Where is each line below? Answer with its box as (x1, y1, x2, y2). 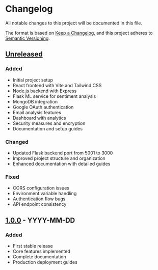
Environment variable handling (12, 191, 77, 197)
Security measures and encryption (12, 120, 86, 126)
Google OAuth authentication (12, 104, 74, 110)
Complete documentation (12, 253, 66, 260)
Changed (5, 138, 29, 145)
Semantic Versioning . (5, 35, 50, 41)
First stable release (12, 242, 53, 249)
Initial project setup (12, 77, 54, 83)
